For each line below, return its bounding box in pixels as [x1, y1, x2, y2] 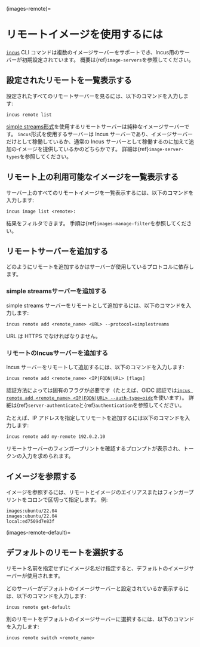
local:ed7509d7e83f [6, 518, 55, 525]
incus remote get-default [6, 604, 70, 610]
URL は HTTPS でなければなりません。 [6, 332, 101, 339]
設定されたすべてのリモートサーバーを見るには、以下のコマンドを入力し [6, 92, 184, 99]
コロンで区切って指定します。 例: [26, 496, 108, 503]
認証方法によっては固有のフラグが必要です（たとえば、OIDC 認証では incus [6, 387, 191, 394]
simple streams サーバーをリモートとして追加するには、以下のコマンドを [6, 302, 186, 309]
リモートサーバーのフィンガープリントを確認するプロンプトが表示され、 [6, 444, 184, 452]
